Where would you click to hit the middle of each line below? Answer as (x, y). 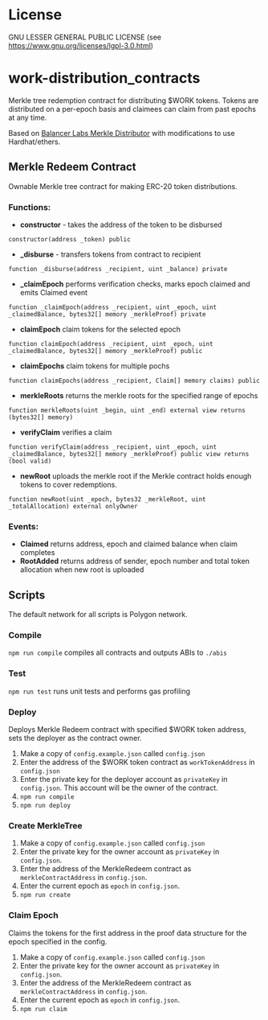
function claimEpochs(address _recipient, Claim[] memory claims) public (134, 380)
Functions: (30, 207)
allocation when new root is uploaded (82, 570)
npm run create (45, 895)
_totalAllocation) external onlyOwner (73, 506)
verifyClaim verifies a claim (66, 432)
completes (37, 553)
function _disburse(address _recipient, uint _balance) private (118, 269)
